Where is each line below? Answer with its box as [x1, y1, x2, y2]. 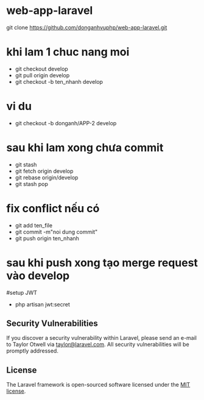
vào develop [6, 269, 70, 283]
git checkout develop [15, 65, 68, 72]
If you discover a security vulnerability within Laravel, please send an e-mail [6, 334, 197, 342]
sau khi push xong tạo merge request [6, 256, 198, 269]
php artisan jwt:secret [15, 300, 70, 308]
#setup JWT [6, 289, 38, 296]
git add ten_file [15, 221, 53, 229]
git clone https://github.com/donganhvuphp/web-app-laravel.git [6, 24, 167, 31]
